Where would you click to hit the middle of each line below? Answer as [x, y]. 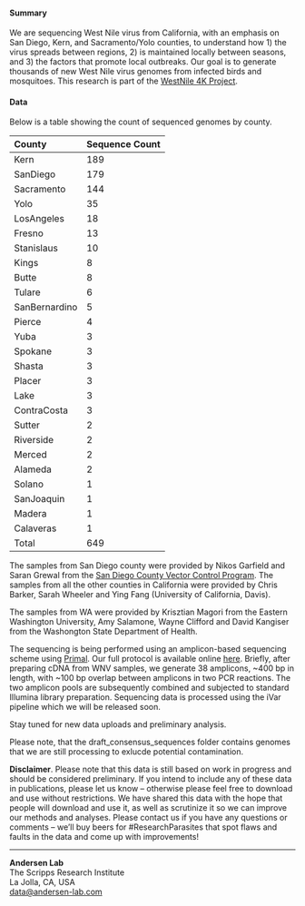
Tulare [27, 292]
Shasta [29, 366]
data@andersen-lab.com [56, 892]
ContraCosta [41, 410]
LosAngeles [39, 219]
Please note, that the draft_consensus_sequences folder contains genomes [150, 742]
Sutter [27, 425]
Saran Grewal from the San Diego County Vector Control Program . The [142, 576]
